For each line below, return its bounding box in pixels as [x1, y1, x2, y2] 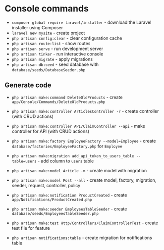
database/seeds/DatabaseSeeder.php [11, 67, 86, 72]
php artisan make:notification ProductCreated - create [11, 192, 127, 198]
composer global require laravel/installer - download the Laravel [11, 19, 152, 25]
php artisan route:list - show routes [11, 40, 91, 46]
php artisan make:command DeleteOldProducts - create [11, 94, 123, 100]
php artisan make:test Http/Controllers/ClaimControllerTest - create [11, 220, 159, 226]
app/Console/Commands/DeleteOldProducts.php [11, 100, 106, 104]
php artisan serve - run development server [11, 46, 104, 51]
